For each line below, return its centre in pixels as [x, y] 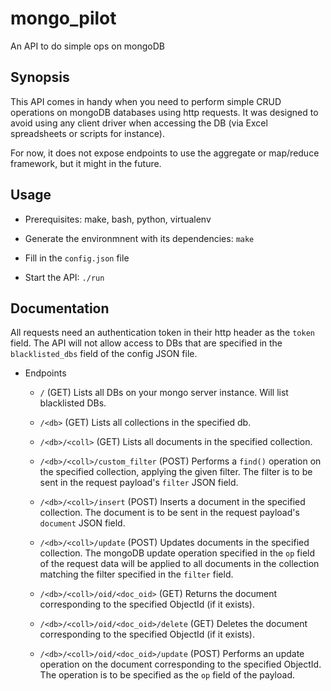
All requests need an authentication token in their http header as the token [162, 333]
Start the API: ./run [64, 277]
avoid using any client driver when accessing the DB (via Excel [139, 123]
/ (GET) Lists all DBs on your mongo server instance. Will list [164, 393]
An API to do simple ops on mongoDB [88, 46]
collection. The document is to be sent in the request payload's [169, 513]
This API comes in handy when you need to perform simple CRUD [146, 101]
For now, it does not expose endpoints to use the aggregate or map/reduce [165, 153]
